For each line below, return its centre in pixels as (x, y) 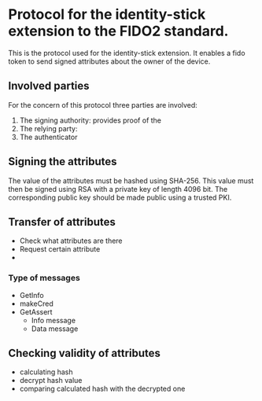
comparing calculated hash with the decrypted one (102, 389)
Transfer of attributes (62, 222)
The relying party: (48, 128)
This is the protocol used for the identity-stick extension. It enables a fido (127, 53)
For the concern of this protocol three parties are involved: (103, 105)
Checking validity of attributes (85, 353)
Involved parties (49, 86)
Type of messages (44, 278)
